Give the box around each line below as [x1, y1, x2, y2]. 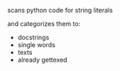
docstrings [17, 33, 50, 41]
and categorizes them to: [7, 20, 81, 27]
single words [17, 41, 55, 49]
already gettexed [17, 56, 67, 64]
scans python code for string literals [7, 6, 114, 14]
